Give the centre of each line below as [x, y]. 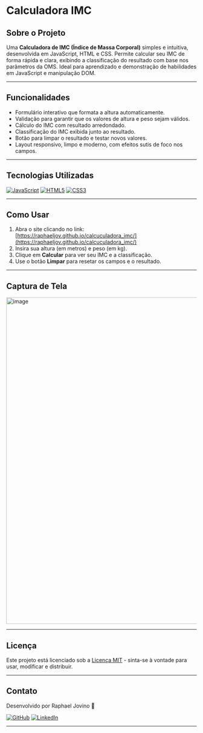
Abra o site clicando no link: [50, 229]
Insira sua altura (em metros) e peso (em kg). [71, 249]
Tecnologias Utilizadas [50, 176]
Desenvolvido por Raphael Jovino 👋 [50, 706]
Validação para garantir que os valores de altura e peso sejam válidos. [102, 119]
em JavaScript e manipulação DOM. [51, 73]
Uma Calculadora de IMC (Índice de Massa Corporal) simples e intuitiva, [97, 47]
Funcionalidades [38, 98]
